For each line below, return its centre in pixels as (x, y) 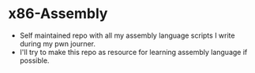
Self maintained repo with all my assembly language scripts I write (127, 35)
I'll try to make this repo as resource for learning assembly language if (133, 52)
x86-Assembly (58, 14)
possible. (34, 60)
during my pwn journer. (58, 43)
